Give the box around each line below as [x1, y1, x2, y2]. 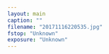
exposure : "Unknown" [7, 36, 69, 43]
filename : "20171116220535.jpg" [7, 23, 103, 30]
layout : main [7, 10, 46, 18]
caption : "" [7, 17, 42, 24]
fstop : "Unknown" [7, 29, 59, 37]
